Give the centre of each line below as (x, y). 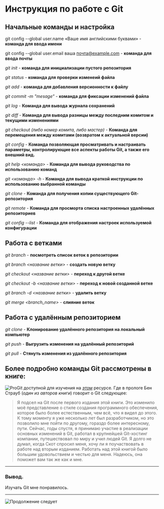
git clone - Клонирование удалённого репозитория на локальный (75, 329)
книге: (15, 376)
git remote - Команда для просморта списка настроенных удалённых (80, 208)
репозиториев (20, 213)
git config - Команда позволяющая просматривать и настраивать (75, 144)
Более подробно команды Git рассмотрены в (78, 369)
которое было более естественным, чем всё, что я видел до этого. (87, 413)
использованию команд (31, 169)
